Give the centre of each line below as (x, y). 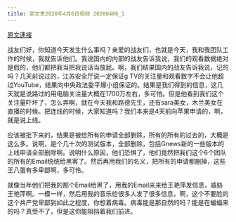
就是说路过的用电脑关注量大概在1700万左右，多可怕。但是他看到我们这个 (119, 93)
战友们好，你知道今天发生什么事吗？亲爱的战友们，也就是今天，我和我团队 (115, 49)
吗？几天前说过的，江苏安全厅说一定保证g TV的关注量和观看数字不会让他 (113, 76)
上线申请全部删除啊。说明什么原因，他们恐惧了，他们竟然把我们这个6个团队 (117, 152)
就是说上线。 (26, 119)
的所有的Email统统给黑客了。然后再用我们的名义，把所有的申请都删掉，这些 (117, 161)
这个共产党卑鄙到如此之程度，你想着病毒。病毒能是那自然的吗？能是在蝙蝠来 (118, 202)
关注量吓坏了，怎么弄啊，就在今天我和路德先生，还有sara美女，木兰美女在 (115, 102)
